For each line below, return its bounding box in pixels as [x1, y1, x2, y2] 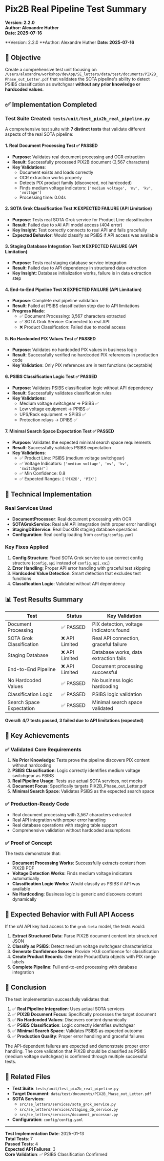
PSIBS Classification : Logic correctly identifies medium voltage [12, 767, 141, 773]
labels [12, 958, 24, 965]
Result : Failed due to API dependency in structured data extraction [12, 265, 147, 271]
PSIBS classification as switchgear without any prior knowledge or [5, 81, 141, 87]
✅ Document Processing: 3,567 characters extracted [19, 313, 126, 319]
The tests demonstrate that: [5, 850, 61, 856]
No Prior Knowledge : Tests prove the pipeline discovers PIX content [12, 757, 150, 763]
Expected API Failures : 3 [5, 1146, 56, 1152]
